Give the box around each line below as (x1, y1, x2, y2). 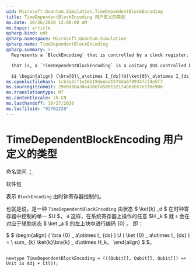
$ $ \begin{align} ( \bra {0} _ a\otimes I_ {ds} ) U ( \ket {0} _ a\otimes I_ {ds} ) (6, 232, 190, 239)
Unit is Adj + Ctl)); (6, 260, 59, 266)
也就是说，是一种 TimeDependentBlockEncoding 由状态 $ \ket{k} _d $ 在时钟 (6, 205, 184, 212)
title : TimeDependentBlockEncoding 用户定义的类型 (6, 14, 125, 20)
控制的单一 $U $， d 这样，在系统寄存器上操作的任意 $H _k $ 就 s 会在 (21, 212, 190, 219)
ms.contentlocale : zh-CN (6, 95, 66, 101)
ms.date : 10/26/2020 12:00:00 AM (6, 19, 87, 25)
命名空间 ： (6, 168, 33, 175)
